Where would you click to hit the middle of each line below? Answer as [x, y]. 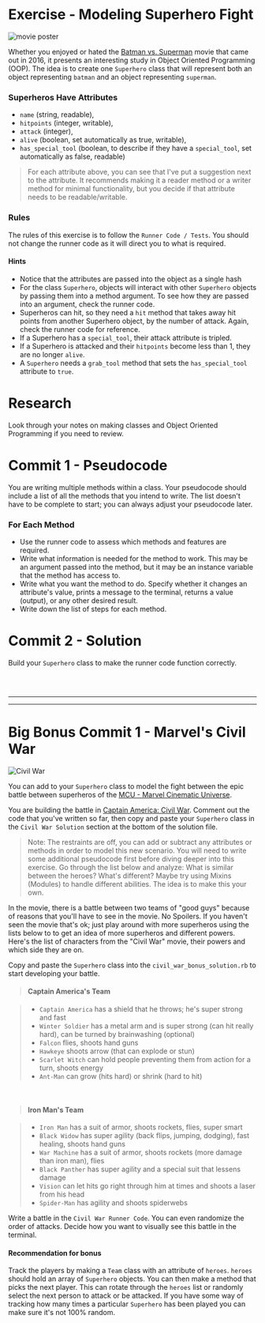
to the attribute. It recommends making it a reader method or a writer [139, 180]
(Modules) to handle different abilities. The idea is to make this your [137, 884]
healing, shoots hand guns [82, 1144]
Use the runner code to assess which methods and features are [123, 541]
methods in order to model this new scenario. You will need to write [137, 850]
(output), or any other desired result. [78, 600]
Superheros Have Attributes [63, 97]
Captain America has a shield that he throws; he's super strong [141, 1008]
